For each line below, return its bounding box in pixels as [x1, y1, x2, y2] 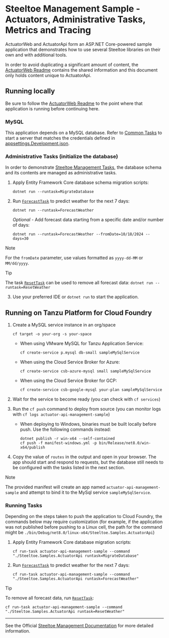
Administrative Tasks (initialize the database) [5, 153, 118, 160]
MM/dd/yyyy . [5, 260, 29, 266]
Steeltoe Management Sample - [5, 3, 140, 15]
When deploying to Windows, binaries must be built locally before [20, 421, 157, 427]
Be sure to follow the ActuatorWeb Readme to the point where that [5, 100, 143, 106]
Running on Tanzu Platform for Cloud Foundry [5, 308, 152, 317]
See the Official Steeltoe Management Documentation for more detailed [5, 623, 154, 629]
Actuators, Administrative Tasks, [5, 14, 146, 25]
